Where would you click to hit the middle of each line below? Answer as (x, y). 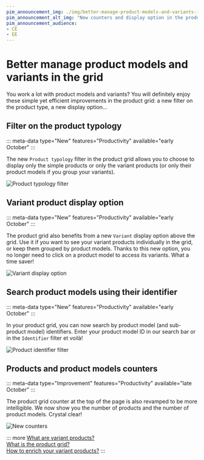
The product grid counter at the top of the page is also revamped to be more (102, 402)
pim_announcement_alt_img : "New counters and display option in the (95, 18)
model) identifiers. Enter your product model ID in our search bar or (111, 331)
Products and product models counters (82, 369)
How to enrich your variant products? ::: (56, 451)
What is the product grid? (38, 444)
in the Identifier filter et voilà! (45, 338)
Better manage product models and (97, 65)
